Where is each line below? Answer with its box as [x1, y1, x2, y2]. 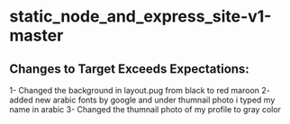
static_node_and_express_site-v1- [9, 6, 272, 27]
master [9, 25, 64, 46]
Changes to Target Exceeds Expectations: [9, 61, 249, 76]
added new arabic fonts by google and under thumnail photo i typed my [9, 94, 276, 105]
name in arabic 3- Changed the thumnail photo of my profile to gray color [9, 104, 282, 114]
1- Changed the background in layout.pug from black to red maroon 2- [9, 85, 270, 95]
